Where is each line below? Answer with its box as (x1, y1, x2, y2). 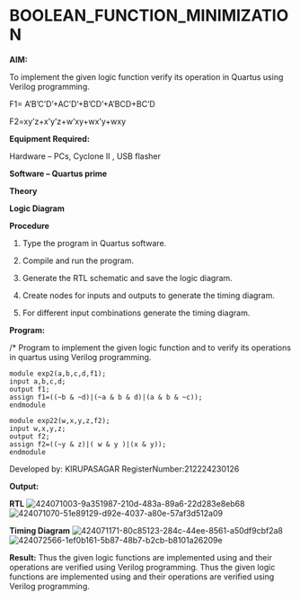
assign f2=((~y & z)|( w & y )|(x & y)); (9, 439, 167, 449)
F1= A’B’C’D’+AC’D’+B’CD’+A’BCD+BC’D (9, 98, 155, 109)
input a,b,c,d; (9, 376, 66, 386)
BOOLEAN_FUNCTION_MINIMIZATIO (9, 5, 289, 26)
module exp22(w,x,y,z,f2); (9, 416, 110, 425)
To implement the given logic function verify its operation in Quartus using (9, 71, 284, 82)
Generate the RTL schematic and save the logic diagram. (22, 272, 234, 283)
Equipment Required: (9, 133, 90, 144)
